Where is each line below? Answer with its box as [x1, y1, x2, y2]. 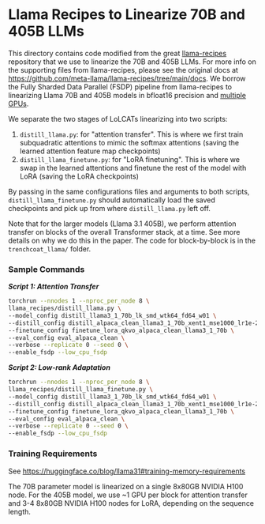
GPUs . [8, 99, 29, 108]
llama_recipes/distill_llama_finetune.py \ [8, 386, 154, 394]
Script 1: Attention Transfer [8, 282, 99, 292]
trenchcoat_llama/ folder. [8, 243, 91, 254]
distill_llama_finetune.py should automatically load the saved [8, 195, 215, 205]
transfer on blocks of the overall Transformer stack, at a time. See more [8, 227, 241, 236]
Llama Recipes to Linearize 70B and [8, 6, 246, 24]
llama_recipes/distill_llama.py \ [8, 304, 122, 313]
